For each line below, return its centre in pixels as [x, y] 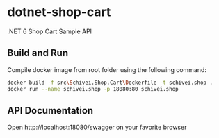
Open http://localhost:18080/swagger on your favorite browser [97, 127]
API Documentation [50, 111]
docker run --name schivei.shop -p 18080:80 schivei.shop [93, 89]
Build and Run [38, 53]
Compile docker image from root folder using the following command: [107, 69]
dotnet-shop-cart [59, 12]
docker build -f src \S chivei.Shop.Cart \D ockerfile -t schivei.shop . [110, 83]
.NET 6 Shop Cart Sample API [50, 31]
